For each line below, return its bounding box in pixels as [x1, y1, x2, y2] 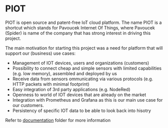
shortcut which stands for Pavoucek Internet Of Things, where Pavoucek [5, 24, 155, 30]
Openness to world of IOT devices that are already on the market [12, 92, 146, 98]
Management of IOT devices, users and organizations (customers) [12, 60, 149, 66]
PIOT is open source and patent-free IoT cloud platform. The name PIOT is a [5, 19, 162, 25]
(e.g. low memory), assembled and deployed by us [12, 70, 117, 76]
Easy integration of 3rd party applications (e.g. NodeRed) [12, 86, 131, 92]
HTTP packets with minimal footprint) [12, 81, 89, 87]
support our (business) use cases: [5, 50, 76, 56]
